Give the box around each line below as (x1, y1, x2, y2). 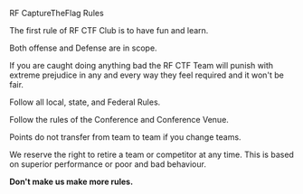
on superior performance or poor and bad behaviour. (9, 159, 206, 170)
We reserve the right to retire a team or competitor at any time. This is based (9, 149, 294, 160)
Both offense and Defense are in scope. (9, 42, 157, 53)
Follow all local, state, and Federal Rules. (9, 97, 161, 107)
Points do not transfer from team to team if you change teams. (9, 132, 241, 143)
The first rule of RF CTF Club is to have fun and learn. (9, 25, 209, 35)
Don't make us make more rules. (9, 176, 134, 187)
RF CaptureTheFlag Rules (9, 8, 104, 18)
